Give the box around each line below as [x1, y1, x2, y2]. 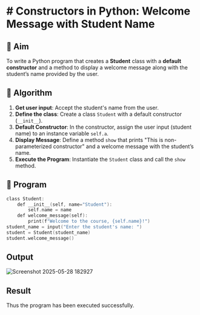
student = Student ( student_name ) [6, 229, 91, 235]
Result [6, 285, 32, 296]
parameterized [15, 143, 52, 150]
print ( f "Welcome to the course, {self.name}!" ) [28, 218, 150, 225]
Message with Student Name [6, 17, 155, 31]
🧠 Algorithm [6, 88, 53, 98]
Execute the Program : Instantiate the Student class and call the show [15, 155, 186, 163]
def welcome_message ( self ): [17, 212, 88, 219]
